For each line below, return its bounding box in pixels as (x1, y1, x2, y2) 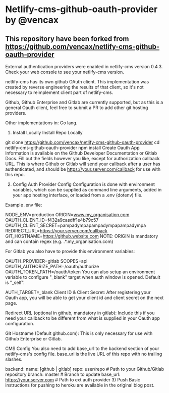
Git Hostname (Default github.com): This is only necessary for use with (5, 330, 153, 336)
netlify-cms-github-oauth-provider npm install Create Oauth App (5, 145, 140, 151)
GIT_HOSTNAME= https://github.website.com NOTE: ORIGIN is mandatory (5, 233, 158, 239)
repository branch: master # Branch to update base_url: (5, 371, 121, 377)
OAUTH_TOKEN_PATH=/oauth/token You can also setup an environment (5, 269, 155, 275)
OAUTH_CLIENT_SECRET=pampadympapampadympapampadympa (5, 222, 146, 228)
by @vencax (5, 14, 59, 26)
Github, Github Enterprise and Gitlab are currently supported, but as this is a (5, 100, 163, 105)
